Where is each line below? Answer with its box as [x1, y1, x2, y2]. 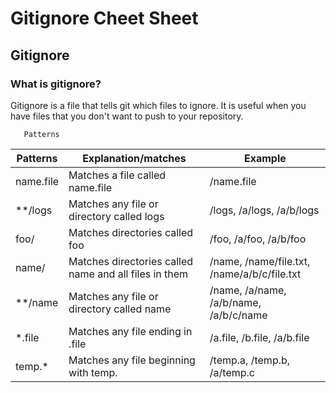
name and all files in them [68, 267, 189, 281]
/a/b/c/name [209, 308, 268, 322]
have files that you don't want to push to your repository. [10, 110, 244, 122]
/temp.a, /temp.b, [209, 353, 291, 367]
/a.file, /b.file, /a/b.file [209, 330, 310, 344]
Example [244, 151, 287, 165]
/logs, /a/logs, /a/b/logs [209, 203, 320, 217]
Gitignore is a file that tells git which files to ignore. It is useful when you [10, 99, 307, 111]
